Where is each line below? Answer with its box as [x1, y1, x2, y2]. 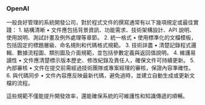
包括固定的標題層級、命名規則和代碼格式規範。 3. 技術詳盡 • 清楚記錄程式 [6, 41, 191, 49]
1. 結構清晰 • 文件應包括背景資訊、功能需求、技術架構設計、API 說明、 [18, 26, 195, 34]
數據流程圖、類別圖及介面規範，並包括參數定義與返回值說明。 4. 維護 [16, 49, 191, 56]
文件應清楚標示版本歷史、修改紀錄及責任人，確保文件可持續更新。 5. [23, 56, 195, 64]
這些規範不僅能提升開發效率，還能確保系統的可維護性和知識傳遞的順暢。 [6, 92, 188, 100]
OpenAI [6, 4, 29, 13]
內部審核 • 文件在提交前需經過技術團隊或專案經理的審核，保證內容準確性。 [6, 64, 194, 72]
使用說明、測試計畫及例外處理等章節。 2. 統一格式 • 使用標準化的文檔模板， [6, 34, 197, 41]
